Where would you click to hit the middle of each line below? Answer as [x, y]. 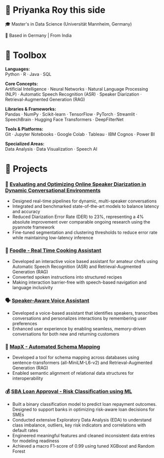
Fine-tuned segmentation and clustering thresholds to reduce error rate [85, 232]
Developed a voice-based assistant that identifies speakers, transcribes [85, 313]
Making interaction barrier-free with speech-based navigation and [79, 282]
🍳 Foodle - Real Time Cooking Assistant [53, 251]
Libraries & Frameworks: [31, 109]
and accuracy [26, 212]
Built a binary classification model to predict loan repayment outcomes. [84, 404]
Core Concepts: [22, 84]
